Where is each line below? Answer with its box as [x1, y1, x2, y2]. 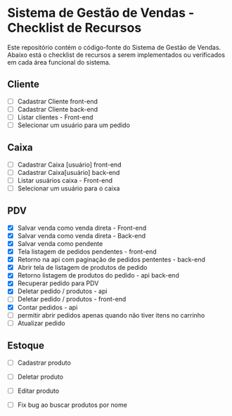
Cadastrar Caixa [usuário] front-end [17, 160, 122, 169]
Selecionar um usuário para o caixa [17, 184, 120, 193]
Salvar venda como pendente [17, 240, 103, 247]
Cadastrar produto [17, 358, 72, 367]
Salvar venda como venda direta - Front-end [17, 223, 147, 232]
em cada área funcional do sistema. [7, 58, 111, 66]
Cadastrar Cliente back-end [17, 105, 98, 113]
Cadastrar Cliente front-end [17, 97, 98, 105]
